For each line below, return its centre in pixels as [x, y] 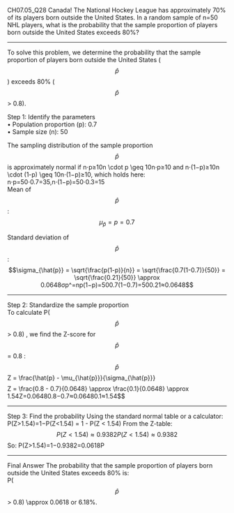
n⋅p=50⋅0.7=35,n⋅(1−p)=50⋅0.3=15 [56, 182]
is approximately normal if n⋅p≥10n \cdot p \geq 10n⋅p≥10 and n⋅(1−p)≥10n [114, 167]
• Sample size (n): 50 [38, 132]
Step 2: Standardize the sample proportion [68, 305]
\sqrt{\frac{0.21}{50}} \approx [117, 277]
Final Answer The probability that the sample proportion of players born [110, 465]
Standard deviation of [38, 237]
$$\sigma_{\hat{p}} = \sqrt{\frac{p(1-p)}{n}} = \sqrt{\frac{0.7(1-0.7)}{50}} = [117, 270]
